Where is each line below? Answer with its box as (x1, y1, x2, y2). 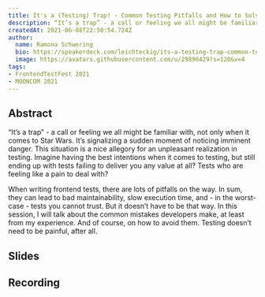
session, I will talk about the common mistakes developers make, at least (8, 210, 244, 219)
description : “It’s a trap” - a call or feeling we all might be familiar (8, 19, 259, 27)
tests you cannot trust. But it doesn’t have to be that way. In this (30, 202, 238, 211)
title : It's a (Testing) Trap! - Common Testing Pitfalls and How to (8, 11, 242, 20)
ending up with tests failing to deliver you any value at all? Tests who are (8, 161, 244, 170)
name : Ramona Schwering (15, 41, 93, 49)
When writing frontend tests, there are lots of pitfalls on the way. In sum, (8, 184, 243, 194)
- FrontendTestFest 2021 (8, 70, 90, 78)
